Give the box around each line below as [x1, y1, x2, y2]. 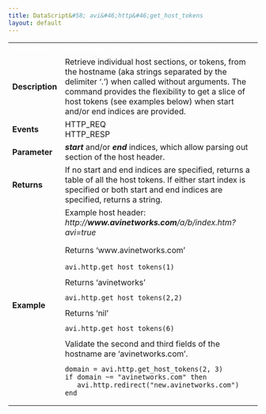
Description [12, 81, 58, 92]
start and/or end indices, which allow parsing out [64, 141, 249, 152]
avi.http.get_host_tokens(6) [64, 324, 175, 333]
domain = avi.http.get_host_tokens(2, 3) [64, 364, 223, 374]
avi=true [64, 227, 97, 238]
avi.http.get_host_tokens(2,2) [64, 293, 183, 302]
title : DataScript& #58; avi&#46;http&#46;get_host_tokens [8, 11, 203, 20]
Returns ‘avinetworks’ [64, 277, 146, 288]
